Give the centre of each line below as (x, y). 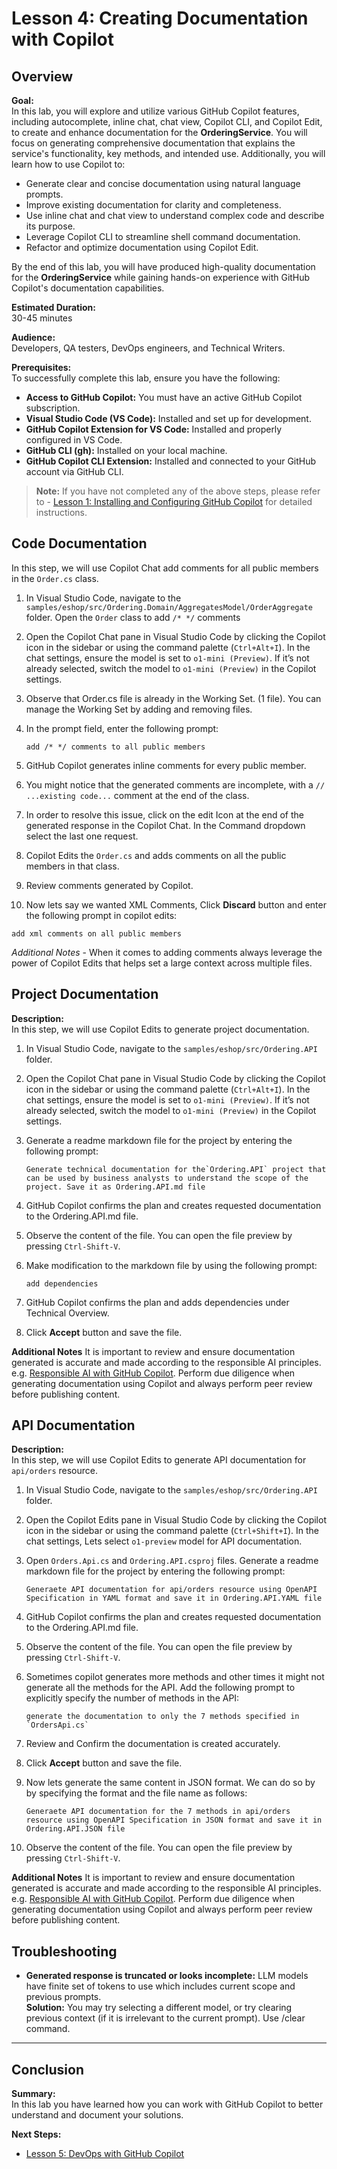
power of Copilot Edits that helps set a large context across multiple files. (162, 963)
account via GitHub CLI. (74, 471)
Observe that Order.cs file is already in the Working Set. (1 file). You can (173, 698)
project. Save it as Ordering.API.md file (115, 1187)
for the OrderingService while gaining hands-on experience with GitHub (161, 277)
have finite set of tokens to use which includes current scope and (160, 1986)
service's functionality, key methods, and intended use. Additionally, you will (168, 153)
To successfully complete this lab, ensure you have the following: (146, 378)
